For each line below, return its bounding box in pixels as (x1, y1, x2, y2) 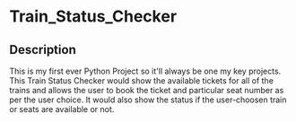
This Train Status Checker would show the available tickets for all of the (9, 75, 274, 86)
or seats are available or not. (9, 104, 115, 114)
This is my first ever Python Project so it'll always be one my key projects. (9, 65, 282, 76)
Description (9, 42, 76, 57)
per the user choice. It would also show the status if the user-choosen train (9, 94, 287, 105)
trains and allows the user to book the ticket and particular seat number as (9, 85, 284, 95)
